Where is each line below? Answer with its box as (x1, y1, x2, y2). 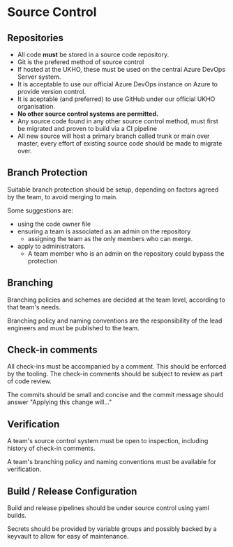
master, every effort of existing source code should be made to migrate (17, 139, 223, 147)
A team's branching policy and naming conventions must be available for (7, 458, 216, 466)
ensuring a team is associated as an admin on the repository (17, 227, 191, 236)
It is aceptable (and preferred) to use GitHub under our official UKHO (17, 95, 216, 103)
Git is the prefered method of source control (17, 58, 144, 66)
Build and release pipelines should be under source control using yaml (7, 504, 209, 512)
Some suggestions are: (7, 206, 74, 215)
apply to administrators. (17, 242, 86, 250)
